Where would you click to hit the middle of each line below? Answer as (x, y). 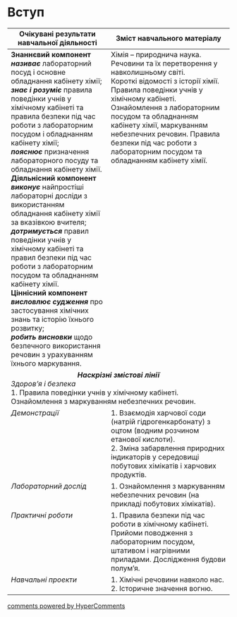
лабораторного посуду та (55, 160)
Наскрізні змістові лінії (119, 375)
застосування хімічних (50, 310)
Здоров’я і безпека (43, 383)
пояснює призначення (50, 151)
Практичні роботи (42, 515)
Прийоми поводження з (152, 532)
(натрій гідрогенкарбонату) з (160, 421)
